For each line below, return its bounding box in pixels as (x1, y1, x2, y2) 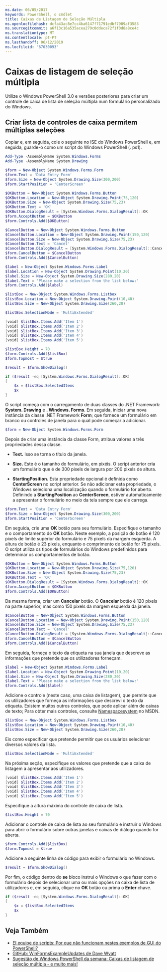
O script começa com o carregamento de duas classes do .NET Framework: (5, 402, 161, 407)
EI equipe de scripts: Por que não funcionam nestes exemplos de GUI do (12, 940, 162, 946)
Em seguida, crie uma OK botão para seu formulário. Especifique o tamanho (5, 525, 162, 531)
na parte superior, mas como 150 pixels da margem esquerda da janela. (5, 603, 152, 609)
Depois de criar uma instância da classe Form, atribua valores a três (5, 436, 145, 442)
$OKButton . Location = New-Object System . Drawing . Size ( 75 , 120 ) (5, 566, 137, 571)
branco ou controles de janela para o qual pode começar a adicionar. (5, 418, 147, 423)
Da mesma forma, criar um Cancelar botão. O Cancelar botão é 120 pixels (5, 598, 158, 604)
